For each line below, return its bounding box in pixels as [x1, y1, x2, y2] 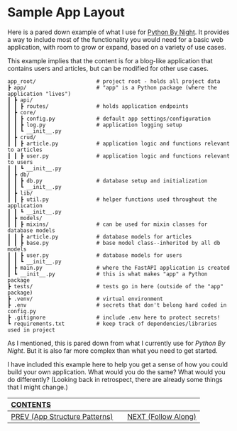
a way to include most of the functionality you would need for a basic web [7, 35, 224, 43]
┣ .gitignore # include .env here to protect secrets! [7, 314, 221, 321]
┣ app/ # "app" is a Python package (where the [7, 84, 218, 91]
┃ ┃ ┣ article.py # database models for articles [7, 233, 192, 240]
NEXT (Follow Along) [127, 411, 197, 421]
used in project [7, 326, 55, 334]
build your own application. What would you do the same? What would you [7, 367, 226, 376]
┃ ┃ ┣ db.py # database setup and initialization [7, 177, 208, 185]
